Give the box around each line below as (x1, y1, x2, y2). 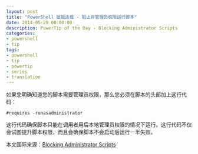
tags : (6, 47, 19, 53)
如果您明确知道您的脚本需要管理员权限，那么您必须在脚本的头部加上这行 (6, 91, 181, 98)
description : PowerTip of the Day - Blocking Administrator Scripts (6, 25, 178, 31)
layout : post (6, 8, 38, 15)
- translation (6, 74, 41, 80)
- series (6, 69, 28, 75)
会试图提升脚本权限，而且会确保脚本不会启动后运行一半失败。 (6, 129, 156, 136)
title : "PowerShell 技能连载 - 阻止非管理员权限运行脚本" (6, 14, 137, 20)
